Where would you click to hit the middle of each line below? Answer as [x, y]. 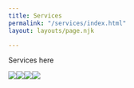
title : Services [35, 16]
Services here [31, 60]
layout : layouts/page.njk [51, 30]
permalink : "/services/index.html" [67, 23]
